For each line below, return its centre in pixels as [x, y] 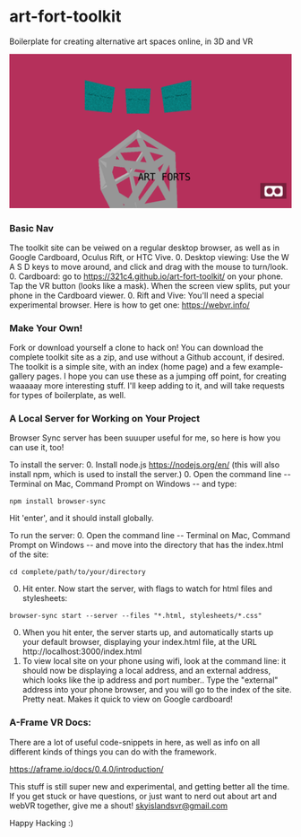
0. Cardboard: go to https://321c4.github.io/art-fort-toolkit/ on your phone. [146, 276]
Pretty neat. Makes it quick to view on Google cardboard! [127, 699]
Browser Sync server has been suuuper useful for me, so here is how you [145, 438]
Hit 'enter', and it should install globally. [82, 519]
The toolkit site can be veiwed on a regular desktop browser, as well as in [145, 248]
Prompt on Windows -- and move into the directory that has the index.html [146, 545]
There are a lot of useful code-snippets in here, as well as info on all [135, 742]
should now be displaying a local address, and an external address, [146, 671]
